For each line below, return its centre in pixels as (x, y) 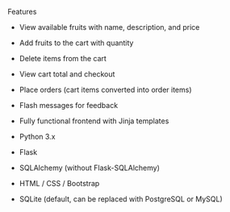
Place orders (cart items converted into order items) (105, 89)
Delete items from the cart (63, 58)
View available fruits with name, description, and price (109, 27)
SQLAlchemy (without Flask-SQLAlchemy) (90, 168)
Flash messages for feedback (69, 105)
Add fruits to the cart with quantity (76, 43)
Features (22, 12)
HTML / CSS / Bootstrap (59, 183)
